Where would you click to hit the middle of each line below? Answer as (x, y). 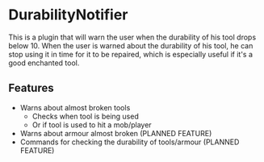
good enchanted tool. (44, 63)
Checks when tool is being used (85, 116)
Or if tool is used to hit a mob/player (92, 125)
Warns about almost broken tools (75, 107)
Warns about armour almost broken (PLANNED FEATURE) (116, 133)
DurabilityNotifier (68, 15)
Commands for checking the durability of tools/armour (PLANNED (130, 142)
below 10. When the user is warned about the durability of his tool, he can (131, 45)
